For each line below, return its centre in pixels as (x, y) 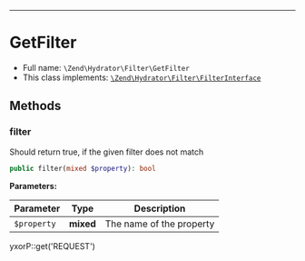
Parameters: (33, 186)
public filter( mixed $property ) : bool (83, 168)
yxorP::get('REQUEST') (52, 246)
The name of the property (160, 224)
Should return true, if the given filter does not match (107, 152)
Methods (35, 106)
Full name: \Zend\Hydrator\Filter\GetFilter (106, 67)
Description (160, 208)
